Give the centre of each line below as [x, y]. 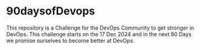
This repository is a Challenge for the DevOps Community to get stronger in [100, 28]
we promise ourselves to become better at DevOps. [70, 40]
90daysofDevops [51, 11]
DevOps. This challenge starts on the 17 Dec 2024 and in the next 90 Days [99, 34]
